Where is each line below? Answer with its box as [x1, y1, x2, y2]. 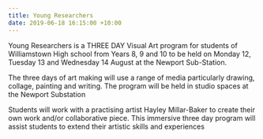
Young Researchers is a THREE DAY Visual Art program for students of [8, 40, 239, 50]
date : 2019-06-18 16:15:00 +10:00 [8, 19, 122, 27]
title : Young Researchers [8, 11, 93, 20]
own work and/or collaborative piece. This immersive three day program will [8, 113, 256, 122]
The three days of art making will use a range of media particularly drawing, [8, 73, 255, 82]
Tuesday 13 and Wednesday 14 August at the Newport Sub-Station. [8, 57, 227, 67]
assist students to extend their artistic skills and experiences [8, 122, 205, 131]
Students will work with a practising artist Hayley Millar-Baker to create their [8, 104, 255, 115]
